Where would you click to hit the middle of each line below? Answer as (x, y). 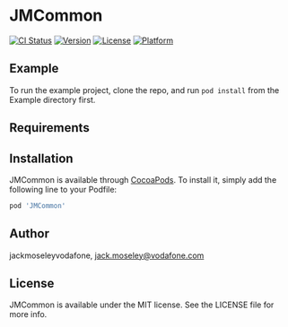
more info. (28, 314)
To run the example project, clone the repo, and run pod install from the (144, 90)
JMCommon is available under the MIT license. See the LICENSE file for (142, 305)
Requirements (49, 128)
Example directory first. (52, 99)
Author (29, 234)
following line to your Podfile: (63, 189)
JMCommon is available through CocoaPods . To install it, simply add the (143, 179)
